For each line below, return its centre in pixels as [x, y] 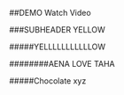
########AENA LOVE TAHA [62, 64]
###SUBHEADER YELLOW [57, 29]
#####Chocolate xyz [48, 81]
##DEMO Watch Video [50, 13]
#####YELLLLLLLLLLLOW [58, 47]
